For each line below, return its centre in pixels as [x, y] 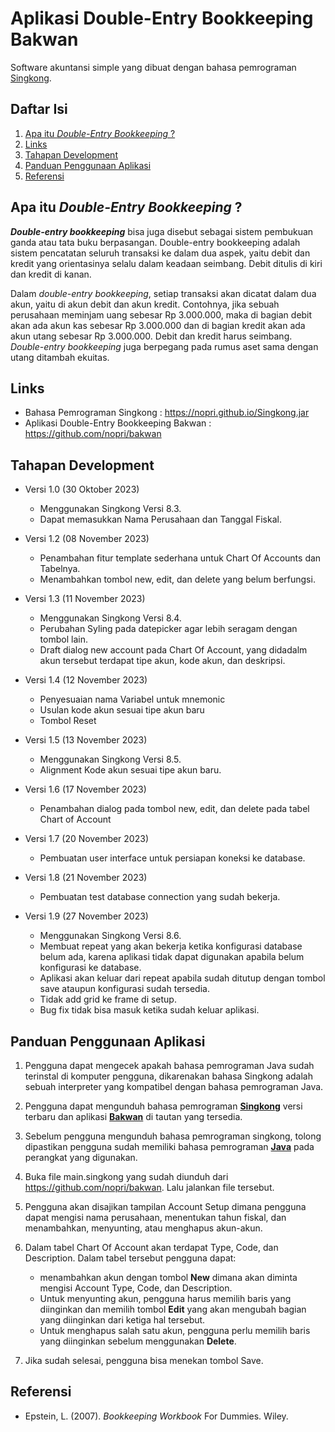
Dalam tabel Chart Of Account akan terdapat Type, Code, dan [151, 1247]
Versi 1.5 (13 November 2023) [86, 740]
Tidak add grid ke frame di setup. [108, 999]
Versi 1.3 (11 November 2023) [85, 599]
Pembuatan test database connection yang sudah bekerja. [160, 897]
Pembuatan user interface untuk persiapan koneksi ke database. [172, 858]
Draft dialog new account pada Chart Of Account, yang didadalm [173, 650]
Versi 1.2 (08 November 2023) [87, 539]
